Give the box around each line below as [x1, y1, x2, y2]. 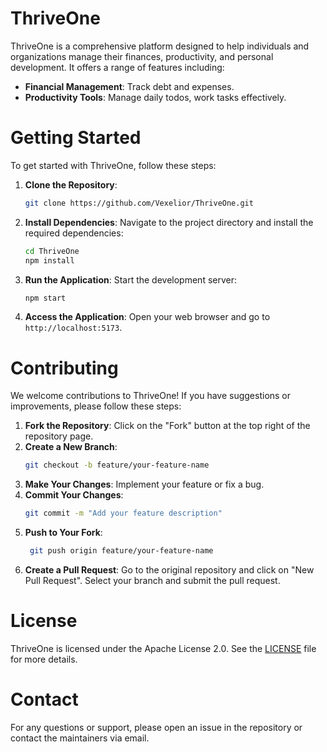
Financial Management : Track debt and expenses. [24, 80, 235, 92]
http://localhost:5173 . [24, 322, 123, 334]
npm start [24, 293, 67, 303]
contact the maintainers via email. [10, 732, 150, 744]
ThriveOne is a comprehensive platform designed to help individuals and [10, 40, 310, 52]
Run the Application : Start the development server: [24, 273, 238, 286]
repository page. [24, 430, 94, 442]
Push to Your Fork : [24, 527, 103, 539]
